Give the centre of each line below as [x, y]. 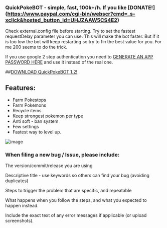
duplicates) [17, 181]
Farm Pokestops [29, 100]
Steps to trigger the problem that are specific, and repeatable [68, 191]
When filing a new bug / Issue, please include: [62, 155]
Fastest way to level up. [37, 132]
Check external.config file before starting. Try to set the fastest [70, 31]
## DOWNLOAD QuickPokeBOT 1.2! [41, 72]
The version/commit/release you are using [49, 166]
